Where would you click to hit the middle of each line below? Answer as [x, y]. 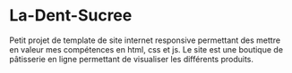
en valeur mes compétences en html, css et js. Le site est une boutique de [146, 49]
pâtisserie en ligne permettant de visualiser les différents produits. [131, 59]
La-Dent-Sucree [71, 16]
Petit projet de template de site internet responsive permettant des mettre [145, 40]
